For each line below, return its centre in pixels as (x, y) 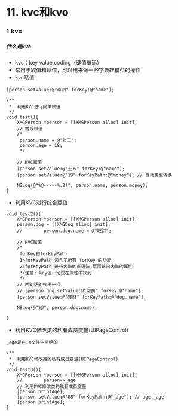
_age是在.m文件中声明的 (32, 342)
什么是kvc (19, 46)
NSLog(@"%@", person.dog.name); (57, 308)
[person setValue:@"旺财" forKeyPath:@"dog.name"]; (82, 297)
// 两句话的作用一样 (39, 285)
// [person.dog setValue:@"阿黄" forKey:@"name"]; (80, 291)
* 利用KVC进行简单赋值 (35, 107)
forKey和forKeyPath (43, 254)
